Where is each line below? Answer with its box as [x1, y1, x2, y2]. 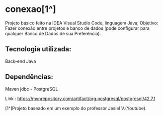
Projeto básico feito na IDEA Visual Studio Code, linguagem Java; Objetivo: [5, 20, 158, 26]
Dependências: [5, 73, 54, 81]
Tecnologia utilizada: [5, 45, 72, 53]
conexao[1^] [5, 3, 56, 15]
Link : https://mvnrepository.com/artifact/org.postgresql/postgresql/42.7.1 [5, 96, 156, 102]
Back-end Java [5, 58, 36, 64]
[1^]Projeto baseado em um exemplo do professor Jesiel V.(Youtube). [5, 105, 147, 111]
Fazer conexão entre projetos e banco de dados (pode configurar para [5, 25, 150, 31]
